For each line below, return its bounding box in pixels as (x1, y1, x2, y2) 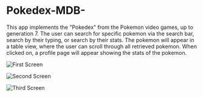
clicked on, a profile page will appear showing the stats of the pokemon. (6, 49, 187, 56)
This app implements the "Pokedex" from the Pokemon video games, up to (6, 23, 193, 31)
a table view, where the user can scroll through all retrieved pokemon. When (6, 43, 198, 50)
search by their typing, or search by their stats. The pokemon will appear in (6, 36, 194, 43)
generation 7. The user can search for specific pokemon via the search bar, (6, 30, 194, 37)
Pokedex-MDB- (6, 4, 86, 17)
